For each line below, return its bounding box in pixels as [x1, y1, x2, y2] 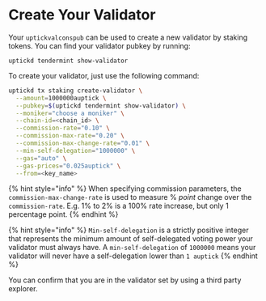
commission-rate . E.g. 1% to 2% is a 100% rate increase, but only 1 [8, 201, 229, 211]
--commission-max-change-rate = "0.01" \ [15, 139, 150, 147]
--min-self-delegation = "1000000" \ [15, 146, 136, 155]
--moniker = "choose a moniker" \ [15, 109, 125, 117]
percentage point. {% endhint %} [8, 210, 119, 219]
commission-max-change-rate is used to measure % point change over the [8, 193, 252, 202]
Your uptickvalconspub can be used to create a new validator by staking [8, 32, 248, 42]
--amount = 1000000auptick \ [15, 94, 107, 102]
